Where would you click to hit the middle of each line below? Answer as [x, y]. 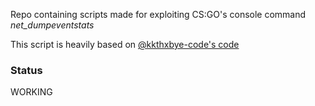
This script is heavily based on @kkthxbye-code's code [125, 44]
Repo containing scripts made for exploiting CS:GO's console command [158, 14]
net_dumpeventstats [52, 25]
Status [26, 70]
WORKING [31, 92]
